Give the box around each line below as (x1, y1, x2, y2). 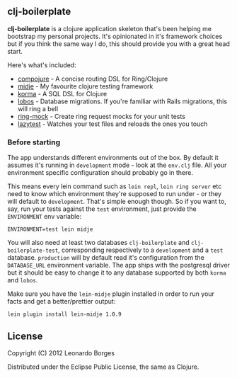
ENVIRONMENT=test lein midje (7, 226, 93, 233)
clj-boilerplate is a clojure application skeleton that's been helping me (7, 24, 212, 33)
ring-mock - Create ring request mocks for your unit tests (17, 112, 186, 120)
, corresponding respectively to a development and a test (57, 246, 224, 254)
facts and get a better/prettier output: (7, 297, 116, 306)
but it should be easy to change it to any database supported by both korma (7, 268, 226, 277)
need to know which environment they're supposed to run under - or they (7, 190, 221, 198)
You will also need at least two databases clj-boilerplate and (7, 239, 190, 247)
